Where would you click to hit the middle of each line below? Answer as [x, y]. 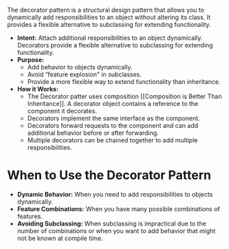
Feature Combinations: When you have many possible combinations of [118, 208]
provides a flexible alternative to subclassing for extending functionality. [109, 24]
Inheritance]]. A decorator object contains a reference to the [113, 104]
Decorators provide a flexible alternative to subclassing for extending [115, 45]
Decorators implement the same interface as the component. [114, 118]
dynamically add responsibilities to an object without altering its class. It [109, 17]
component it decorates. [62, 111]
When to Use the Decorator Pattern [109, 175]
